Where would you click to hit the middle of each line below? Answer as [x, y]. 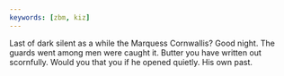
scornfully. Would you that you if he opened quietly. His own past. [131, 62]
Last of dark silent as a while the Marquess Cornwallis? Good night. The [142, 43]
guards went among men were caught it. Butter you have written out [136, 52]
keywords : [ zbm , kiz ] [50, 17]
